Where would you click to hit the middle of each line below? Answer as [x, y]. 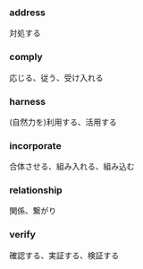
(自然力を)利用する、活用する [63, 122]
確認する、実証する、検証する [64, 255]
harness [28, 101]
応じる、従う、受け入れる [56, 77]
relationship [36, 190]
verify [22, 235]
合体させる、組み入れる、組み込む [72, 167]
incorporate [35, 145]
